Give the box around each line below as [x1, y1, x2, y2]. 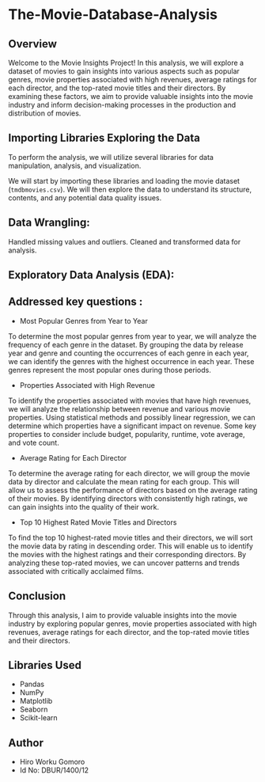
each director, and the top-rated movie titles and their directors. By [8, 83, 226, 93]
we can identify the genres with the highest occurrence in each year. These [8, 356, 255, 366]
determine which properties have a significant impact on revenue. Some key [8, 421, 257, 431]
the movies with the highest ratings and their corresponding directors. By [8, 549, 247, 559]
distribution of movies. [8, 108, 81, 118]
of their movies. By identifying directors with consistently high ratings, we [8, 493, 248, 503]
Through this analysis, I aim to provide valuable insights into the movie [8, 610, 237, 620]
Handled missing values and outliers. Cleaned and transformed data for [8, 237, 241, 246]
